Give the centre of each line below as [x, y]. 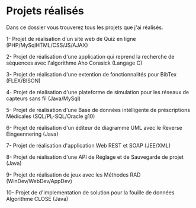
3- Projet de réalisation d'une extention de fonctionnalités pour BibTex [91, 74]
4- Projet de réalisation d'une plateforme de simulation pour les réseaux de [98, 92]
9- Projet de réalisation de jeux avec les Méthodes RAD [73, 175]
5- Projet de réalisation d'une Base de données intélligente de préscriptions [98, 110]
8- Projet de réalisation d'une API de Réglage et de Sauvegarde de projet [95, 157]
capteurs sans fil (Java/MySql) [44, 98]
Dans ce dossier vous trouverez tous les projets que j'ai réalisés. [85, 27]
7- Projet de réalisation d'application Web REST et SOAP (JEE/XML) [89, 145]
